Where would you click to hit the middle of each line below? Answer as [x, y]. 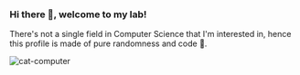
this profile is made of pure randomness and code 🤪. [108, 43]
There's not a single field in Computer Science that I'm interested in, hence [150, 34]
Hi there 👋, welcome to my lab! [78, 14]
